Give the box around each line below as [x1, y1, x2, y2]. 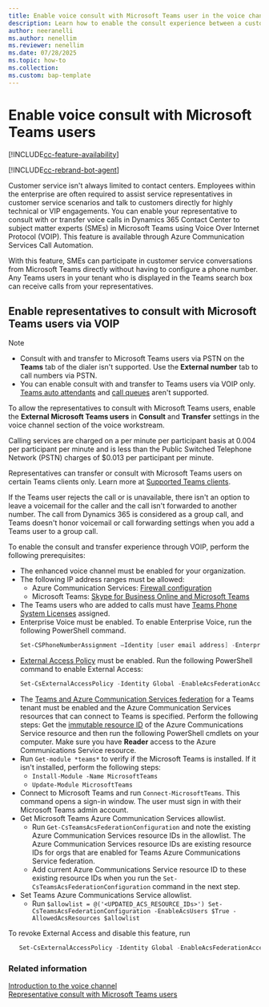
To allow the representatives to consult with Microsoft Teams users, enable [8, 403, 256, 413]
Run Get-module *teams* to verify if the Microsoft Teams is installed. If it [19, 754, 256, 764]
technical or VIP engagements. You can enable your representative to [8, 206, 238, 216]
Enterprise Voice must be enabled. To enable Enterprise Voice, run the [19, 617, 252, 627]
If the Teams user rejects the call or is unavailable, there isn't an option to [8, 492, 251, 502]
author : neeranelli [8, 26, 74, 34]
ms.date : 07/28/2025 [8, 49, 78, 57]
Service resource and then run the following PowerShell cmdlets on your [19, 729, 259, 738]
